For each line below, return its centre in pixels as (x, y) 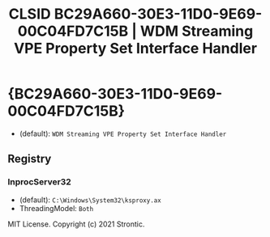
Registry (30, 159)
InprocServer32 (40, 182)
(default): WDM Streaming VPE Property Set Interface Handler (123, 133)
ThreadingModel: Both (56, 208)
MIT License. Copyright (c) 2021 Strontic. (76, 224)
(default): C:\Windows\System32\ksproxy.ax (90, 200)
